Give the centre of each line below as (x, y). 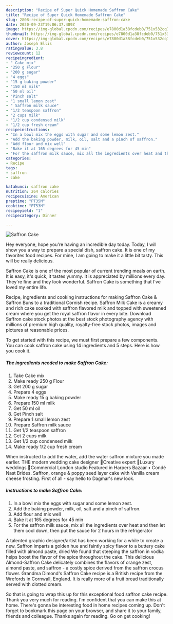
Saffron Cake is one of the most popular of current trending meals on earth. (86, 271)
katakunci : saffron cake (32, 187)
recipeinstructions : (28, 130)
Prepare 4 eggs (30, 392)
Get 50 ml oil (27, 408)
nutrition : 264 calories (32, 192)
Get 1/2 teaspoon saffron (40, 431)
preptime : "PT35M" (25, 201)
